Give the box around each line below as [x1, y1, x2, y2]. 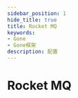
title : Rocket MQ [7, 23, 57, 29]
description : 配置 [7, 49, 58, 56]
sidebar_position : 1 [7, 10, 67, 17]
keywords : [7, 29, 36, 36]
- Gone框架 [7, 42, 37, 49]
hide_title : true [7, 16, 57, 23]
